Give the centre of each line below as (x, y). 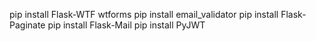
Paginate (27, 25)
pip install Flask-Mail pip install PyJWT (126, 25)
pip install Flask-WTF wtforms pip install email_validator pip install (144, 14)
